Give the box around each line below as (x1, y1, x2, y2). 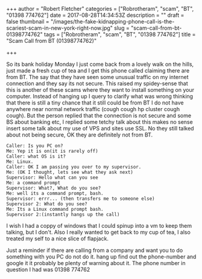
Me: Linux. (6, 159, 34, 165)
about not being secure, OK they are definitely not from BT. (6, 131, 153, 138)
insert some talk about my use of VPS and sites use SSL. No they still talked (6, 125, 194, 132)
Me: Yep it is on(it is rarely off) (6, 148, 98, 154)
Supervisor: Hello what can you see (6, 175, 98, 181)
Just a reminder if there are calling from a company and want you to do (6, 247, 183, 254)
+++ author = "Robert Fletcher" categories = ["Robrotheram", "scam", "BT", (6, 5, 194, 12)
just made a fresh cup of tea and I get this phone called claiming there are (6, 67, 190, 74)
